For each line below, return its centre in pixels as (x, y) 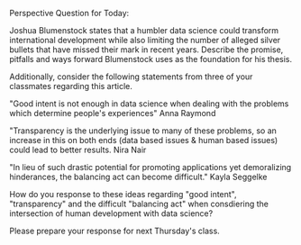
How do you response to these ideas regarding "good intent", (123, 194)
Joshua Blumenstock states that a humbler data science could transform (144, 30)
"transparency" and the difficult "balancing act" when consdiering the (139, 204)
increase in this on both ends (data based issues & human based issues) (144, 140)
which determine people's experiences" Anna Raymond (113, 113)
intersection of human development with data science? (111, 213)
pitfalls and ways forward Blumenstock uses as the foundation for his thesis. (151, 59)
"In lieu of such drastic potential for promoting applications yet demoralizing (150, 167)
